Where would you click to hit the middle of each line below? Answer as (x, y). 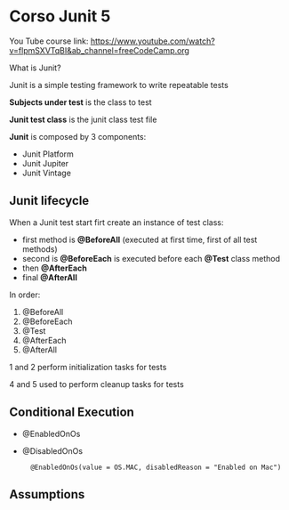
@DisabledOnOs (52, 450)
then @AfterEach (54, 268)
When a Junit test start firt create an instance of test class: (116, 222)
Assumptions (47, 494)
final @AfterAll (49, 277)
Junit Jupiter (45, 163)
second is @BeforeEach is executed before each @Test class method (151, 258)
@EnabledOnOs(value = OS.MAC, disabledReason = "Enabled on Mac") (156, 467)
